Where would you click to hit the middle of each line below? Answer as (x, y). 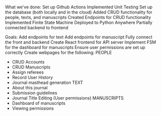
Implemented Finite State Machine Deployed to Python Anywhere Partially (79, 22)
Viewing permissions (33, 108)
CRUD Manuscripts (31, 67)
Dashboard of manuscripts (39, 103)
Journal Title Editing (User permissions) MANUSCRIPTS (68, 98)
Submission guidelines (34, 93)
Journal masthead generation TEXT (48, 83)
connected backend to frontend (37, 28)
